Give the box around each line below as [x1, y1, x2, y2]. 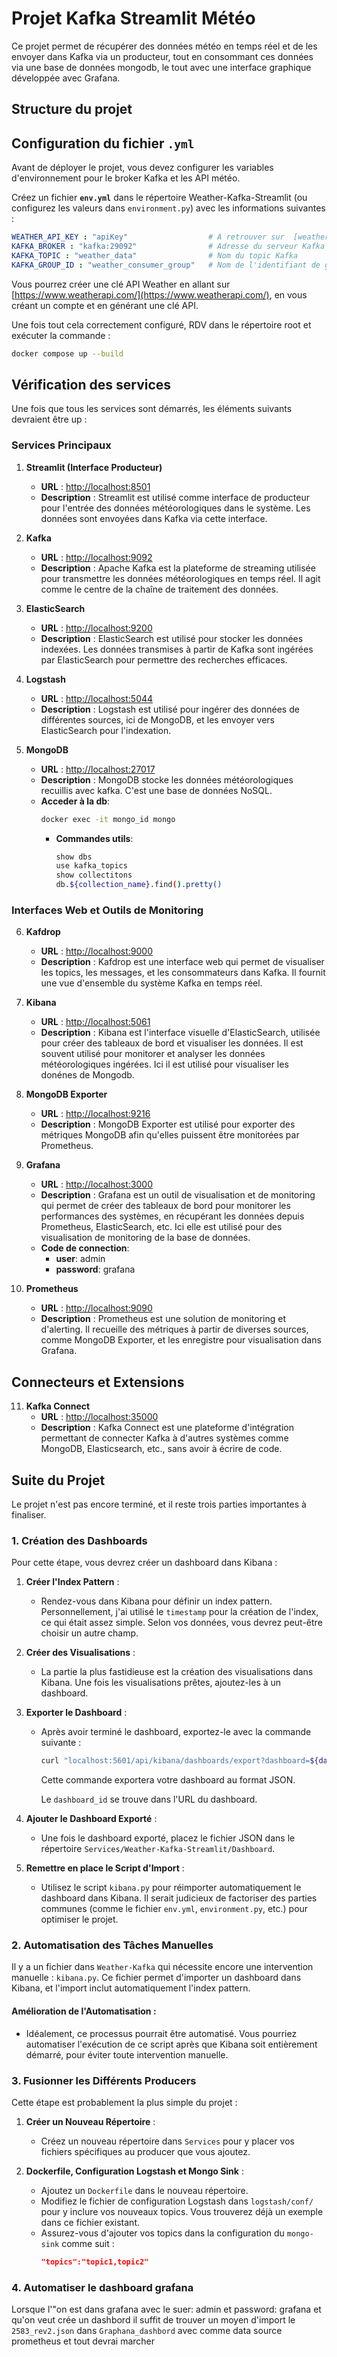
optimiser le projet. [40, 1913, 119, 1926]
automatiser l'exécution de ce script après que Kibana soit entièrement [25, 2038, 318, 2050]
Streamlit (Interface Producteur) [25, 461, 163, 473]
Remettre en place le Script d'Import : [25, 1862, 185, 1874]
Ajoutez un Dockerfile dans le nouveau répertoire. [40, 2184, 249, 2196]
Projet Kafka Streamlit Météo [11, 7, 256, 30]
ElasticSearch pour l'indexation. [40, 724, 172, 736]
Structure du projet [11, 101, 133, 118]
